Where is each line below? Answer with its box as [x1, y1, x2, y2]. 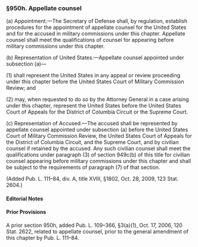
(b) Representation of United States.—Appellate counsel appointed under [6, 54, 184, 61]
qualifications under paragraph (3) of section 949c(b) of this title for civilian [6, 151, 190, 158]
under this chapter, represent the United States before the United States [6, 102, 181, 109]
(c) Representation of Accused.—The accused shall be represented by [6, 120, 178, 127]
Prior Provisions [6, 209, 46, 216]
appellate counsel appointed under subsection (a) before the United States [6, 126, 188, 134]
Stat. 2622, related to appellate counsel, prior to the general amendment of [6, 228, 189, 235]
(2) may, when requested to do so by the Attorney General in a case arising [6, 96, 189, 103]
